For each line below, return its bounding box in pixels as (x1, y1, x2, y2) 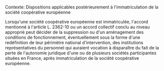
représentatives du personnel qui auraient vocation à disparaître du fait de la (5, 45, 159, 50)
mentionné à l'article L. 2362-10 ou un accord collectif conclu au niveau (5, 24, 150, 30)
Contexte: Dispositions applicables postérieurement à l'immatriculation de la (5, 4, 159, 10)
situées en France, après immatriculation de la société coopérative (5, 55, 140, 61)
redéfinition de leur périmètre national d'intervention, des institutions (5, 40, 143, 46)
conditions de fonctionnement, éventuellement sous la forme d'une (5, 34, 141, 40)
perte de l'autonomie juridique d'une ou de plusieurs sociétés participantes (5, 50, 157, 56)
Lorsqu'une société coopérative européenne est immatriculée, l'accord (5, 19, 148, 24)
